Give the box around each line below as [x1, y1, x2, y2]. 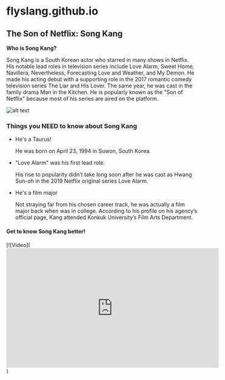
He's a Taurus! [15, 135, 52, 143]
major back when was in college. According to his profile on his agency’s [15, 208, 198, 215]
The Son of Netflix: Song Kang [6, 29, 123, 39]
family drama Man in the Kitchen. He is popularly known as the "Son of [6, 89, 183, 95]
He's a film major [15, 189, 58, 197]
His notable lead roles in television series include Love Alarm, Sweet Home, [6, 63, 195, 70]
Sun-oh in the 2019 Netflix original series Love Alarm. [15, 177, 149, 185]
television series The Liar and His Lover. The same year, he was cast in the [6, 82, 193, 89]
